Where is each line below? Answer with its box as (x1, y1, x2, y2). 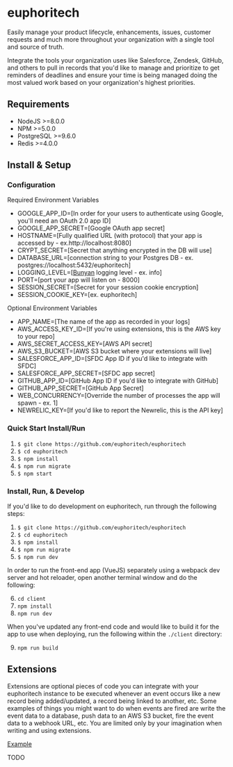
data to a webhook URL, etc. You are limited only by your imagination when (7, 718, 223, 727)
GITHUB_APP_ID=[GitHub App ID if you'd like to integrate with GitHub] (17, 377, 219, 385)
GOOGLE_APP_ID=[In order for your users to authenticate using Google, (17, 209, 224, 218)
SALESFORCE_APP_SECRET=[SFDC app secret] (17, 369, 155, 378)
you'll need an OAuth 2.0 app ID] (17, 217, 111, 225)
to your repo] (17, 332, 56, 341)
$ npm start (17, 470, 52, 477)
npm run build (17, 645, 58, 652)
